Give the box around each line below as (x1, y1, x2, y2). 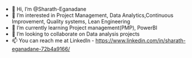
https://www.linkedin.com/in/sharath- (95, 37, 186, 44)
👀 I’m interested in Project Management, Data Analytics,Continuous (11, 12, 174, 19)
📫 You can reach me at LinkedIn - (11, 37, 95, 44)
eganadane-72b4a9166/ (11, 46, 70, 52)
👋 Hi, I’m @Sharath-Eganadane (11, 6, 87, 12)
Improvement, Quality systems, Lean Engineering (11, 18, 131, 25)
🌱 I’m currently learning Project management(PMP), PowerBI (11, 24, 158, 31)
